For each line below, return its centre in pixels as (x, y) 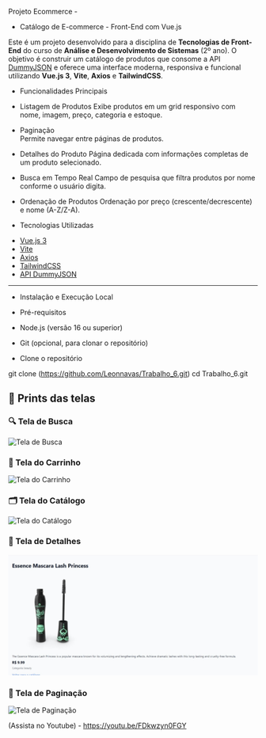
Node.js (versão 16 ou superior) (71, 327)
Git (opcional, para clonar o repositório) (84, 343)
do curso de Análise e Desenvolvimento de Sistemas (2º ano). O (130, 50)
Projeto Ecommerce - (43, 11)
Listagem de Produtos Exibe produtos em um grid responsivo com (127, 107)
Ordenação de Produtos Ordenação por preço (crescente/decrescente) (136, 202)
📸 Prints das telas (52, 399)
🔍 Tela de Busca (41, 421)
